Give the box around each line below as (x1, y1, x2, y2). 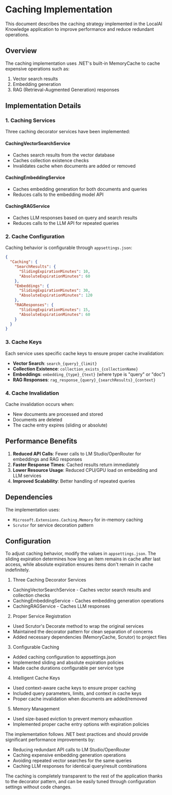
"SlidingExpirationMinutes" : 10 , (18, 269, 91, 274)
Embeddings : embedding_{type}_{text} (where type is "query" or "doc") (12, 371, 165, 377)
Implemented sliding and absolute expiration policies (12, 660, 124, 666)
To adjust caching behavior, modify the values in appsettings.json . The (5, 551, 156, 557)
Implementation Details (5, 101, 81, 110)
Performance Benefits (5, 437, 78, 446)
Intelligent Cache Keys (12, 675, 60, 681)
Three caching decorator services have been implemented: (5, 129, 131, 135)
